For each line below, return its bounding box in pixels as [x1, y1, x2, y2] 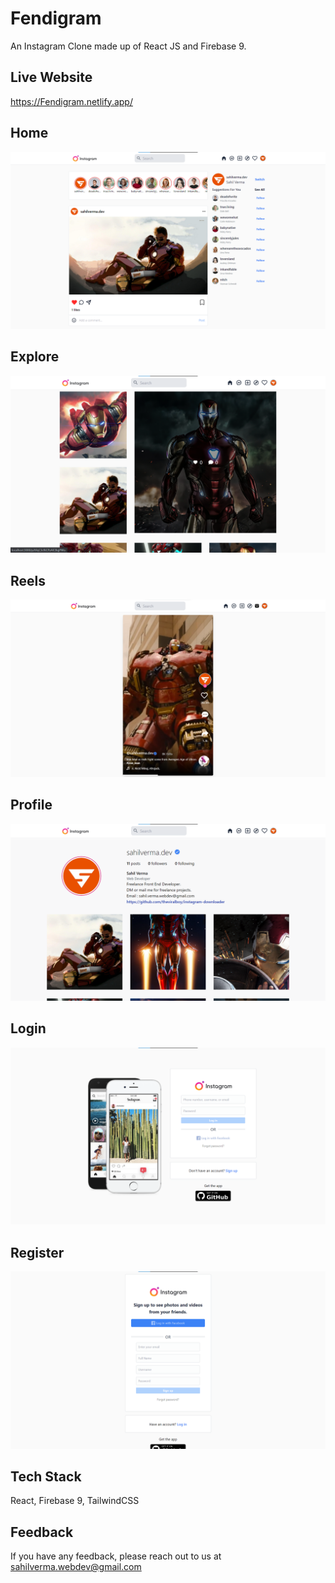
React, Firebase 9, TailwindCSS [10, 1495, 140, 1507]
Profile [10, 797, 53, 814]
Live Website [10, 69, 93, 86]
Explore [10, 348, 60, 366]
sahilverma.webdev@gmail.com [10, 1561, 142, 1573]
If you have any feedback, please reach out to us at [10, 1550, 222, 1562]
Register [10, 1244, 65, 1261]
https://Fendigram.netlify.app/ [10, 95, 133, 107]
